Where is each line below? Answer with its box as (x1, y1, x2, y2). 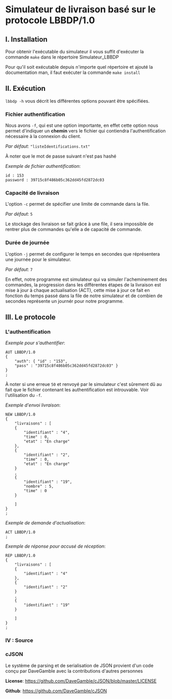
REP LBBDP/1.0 (5, 553, 36, 558)
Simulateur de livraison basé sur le (5, 4, 156, 15)
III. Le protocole (5, 313, 56, 322)
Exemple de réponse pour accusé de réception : (5, 543, 106, 550)
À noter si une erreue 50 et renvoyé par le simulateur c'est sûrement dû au (5, 381, 162, 387)
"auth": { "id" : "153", (14, 359, 68, 364)
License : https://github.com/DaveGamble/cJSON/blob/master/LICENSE (5, 677, 157, 684)
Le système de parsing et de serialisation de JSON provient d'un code (5, 662, 154, 668)
